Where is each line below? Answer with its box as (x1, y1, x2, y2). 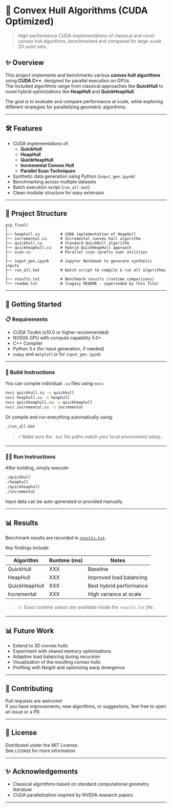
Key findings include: (5, 544, 50, 551)
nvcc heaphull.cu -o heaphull (5, 395, 70, 400)
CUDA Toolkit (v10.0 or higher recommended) (12, 329, 109, 335)
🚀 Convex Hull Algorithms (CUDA (5, 5, 148, 16)
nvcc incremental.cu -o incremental (5, 404, 83, 410)
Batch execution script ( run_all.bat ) (12, 184, 90, 190)
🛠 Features (5, 124, 42, 133)
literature (12, 786, 32, 793)
